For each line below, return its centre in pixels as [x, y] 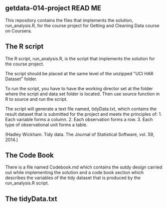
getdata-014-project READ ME [53, 8]
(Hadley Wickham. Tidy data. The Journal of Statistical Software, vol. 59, [80, 134]
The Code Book [29, 155]
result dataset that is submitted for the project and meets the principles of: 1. [83, 114]
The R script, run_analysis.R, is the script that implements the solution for [80, 58]
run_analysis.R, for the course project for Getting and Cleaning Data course [82, 25]
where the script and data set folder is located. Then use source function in [83, 94]
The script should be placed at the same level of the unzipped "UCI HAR [79, 73]
